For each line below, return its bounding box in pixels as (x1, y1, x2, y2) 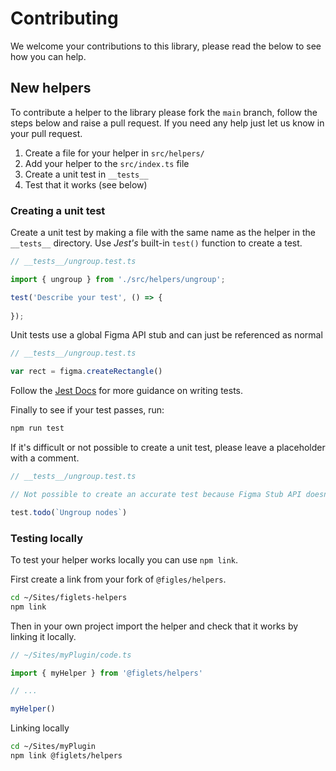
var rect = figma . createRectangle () (10, 367, 163, 377)
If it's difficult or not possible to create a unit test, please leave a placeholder (10, 442, 326, 454)
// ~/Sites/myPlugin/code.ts (10, 650, 132, 660)
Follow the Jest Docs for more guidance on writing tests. (10, 385, 243, 397)
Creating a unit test (10, 203, 106, 217)
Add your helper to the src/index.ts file (24, 157, 190, 169)
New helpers (10, 80, 92, 97)
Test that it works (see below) (24, 178, 148, 191)
